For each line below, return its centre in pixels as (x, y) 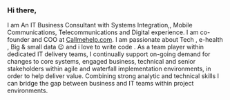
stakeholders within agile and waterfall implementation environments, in (109, 69)
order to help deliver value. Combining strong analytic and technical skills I (113, 76)
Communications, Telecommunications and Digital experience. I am (103, 32)
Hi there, (22, 10)
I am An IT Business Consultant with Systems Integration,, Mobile (100, 25)
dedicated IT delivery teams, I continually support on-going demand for (109, 54)
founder (18, 40)
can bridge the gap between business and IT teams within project (100, 84)
